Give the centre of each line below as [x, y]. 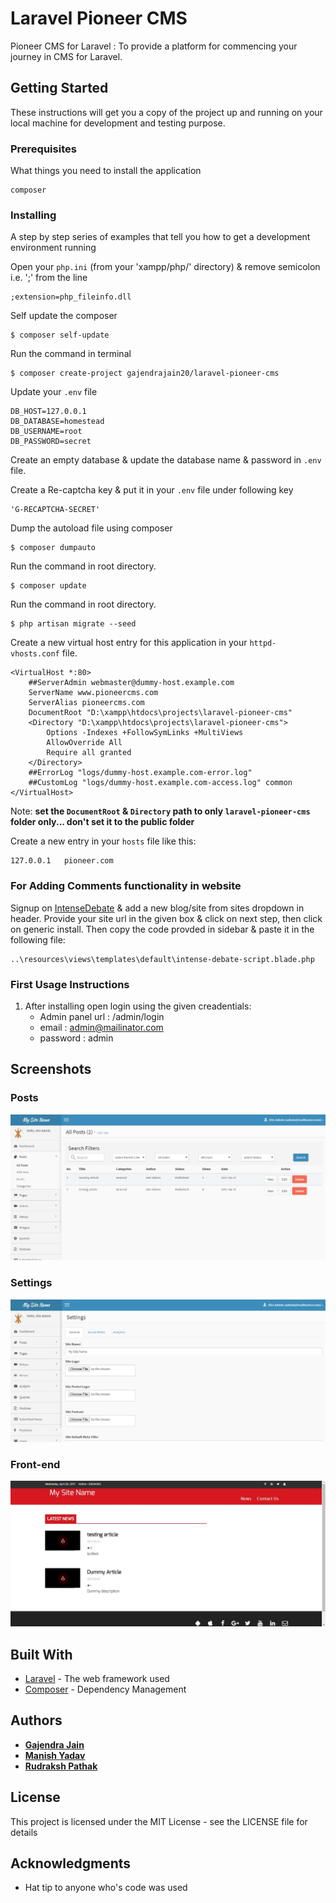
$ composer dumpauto [53, 548]
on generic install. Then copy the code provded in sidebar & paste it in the [162, 929]
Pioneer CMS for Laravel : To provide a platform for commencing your [154, 46]
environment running [53, 248]
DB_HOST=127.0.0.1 [48, 412]
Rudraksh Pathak [61, 1766]
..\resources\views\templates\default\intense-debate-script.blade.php [162, 959]
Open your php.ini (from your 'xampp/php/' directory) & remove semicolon [165, 267]
